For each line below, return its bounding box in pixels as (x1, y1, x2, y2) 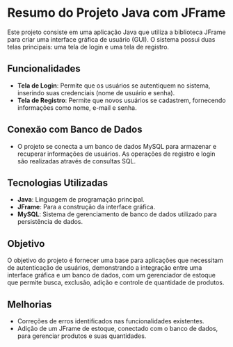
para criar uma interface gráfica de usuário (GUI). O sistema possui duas (7, 35, 216, 43)
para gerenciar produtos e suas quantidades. (17, 332, 147, 340)
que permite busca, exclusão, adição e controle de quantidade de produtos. (7, 278, 225, 287)
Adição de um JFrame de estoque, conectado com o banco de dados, (17, 325, 218, 332)
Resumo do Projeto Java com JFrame (7, 5, 226, 21)
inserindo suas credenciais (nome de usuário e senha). (17, 88, 175, 97)
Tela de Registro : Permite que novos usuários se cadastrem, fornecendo (17, 96, 226, 104)
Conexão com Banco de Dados (7, 124, 143, 136)
